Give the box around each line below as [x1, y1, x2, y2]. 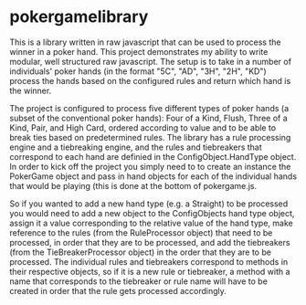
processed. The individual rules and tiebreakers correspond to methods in [9, 256, 289, 267]
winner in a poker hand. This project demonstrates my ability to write [9, 46, 269, 57]
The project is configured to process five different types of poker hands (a [9, 102, 290, 113]
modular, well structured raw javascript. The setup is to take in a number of [9, 56, 292, 67]
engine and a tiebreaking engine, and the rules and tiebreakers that [9, 142, 262, 152]
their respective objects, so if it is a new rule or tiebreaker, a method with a [9, 266, 290, 277]
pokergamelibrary [9, 6, 149, 27]
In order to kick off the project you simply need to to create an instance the [9, 161, 291, 172]
